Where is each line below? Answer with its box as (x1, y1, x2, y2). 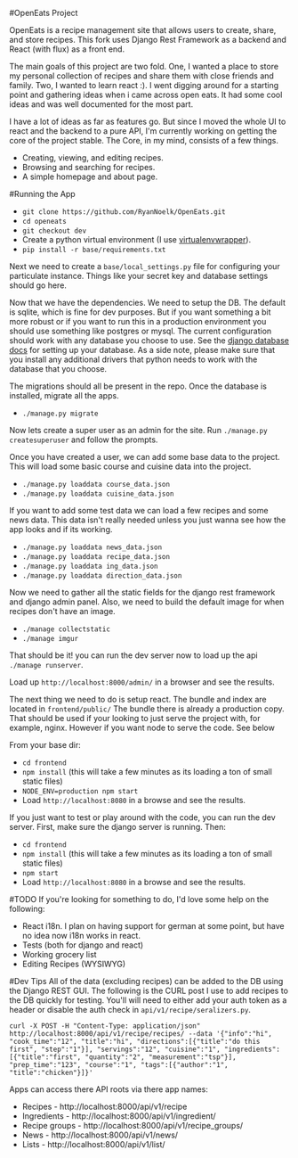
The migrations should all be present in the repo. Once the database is (9, 381, 267, 391)
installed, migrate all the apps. (9, 390, 119, 400)
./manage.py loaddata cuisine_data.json (21, 489, 174, 498)
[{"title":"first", (9, 1053, 82, 1062)
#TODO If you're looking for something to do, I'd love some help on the (9, 894, 270, 904)
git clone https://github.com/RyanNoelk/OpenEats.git (21, 208, 226, 217)
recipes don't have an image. (9, 606, 116, 616)
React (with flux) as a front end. (9, 44, 125, 54)
